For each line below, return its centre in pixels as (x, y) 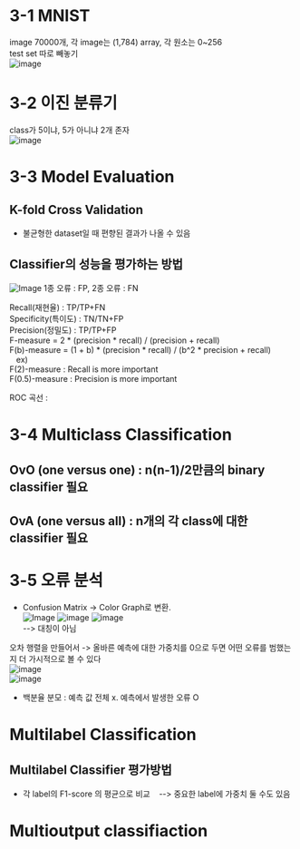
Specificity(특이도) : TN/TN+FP (67, 318)
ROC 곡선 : (29, 397)
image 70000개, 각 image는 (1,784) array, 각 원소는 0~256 (116, 42)
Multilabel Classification (103, 734)
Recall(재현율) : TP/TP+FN (58, 307)
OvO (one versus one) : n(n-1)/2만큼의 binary (137, 470)
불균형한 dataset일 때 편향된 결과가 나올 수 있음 (106, 233)
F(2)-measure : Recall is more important (84, 369)
